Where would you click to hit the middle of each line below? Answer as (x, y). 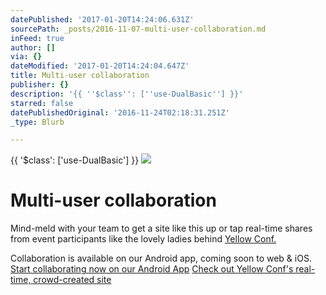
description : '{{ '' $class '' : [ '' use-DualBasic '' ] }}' (127, 94)
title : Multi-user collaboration (80, 76)
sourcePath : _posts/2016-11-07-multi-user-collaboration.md (138, 29)
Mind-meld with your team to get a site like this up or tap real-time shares (161, 228)
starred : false (42, 103)
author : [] (33, 47)
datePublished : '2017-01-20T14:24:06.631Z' (102, 19)
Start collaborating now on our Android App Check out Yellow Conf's (152, 269)
